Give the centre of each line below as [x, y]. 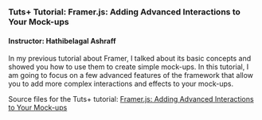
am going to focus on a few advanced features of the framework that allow [131, 75]
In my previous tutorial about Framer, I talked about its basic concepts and [130, 59]
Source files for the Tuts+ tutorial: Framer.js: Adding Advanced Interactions [131, 99]
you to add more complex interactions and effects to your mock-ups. [121, 84]
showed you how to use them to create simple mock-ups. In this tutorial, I [129, 67]
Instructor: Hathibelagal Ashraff [63, 41]
